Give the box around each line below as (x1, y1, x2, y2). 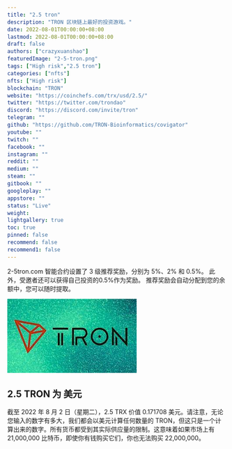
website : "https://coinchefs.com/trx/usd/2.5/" (7, 92, 148, 99)
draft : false (7, 40, 45, 48)
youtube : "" (7, 129, 42, 136)
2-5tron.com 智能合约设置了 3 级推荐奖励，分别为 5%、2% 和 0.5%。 (7, 267, 208, 275)
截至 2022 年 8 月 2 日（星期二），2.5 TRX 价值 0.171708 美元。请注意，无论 (7, 408, 224, 416)
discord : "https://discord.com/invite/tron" (7, 107, 139, 114)
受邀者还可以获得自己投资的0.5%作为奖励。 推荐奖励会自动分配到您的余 (19, 276, 226, 284)
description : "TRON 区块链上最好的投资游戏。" (7, 18, 132, 26)
